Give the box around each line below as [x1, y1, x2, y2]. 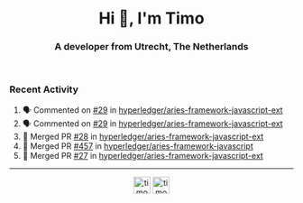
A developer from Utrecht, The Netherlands [54, 41, 249, 53]
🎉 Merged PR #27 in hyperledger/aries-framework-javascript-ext [22, 150, 263, 161]
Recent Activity [9, 83, 79, 96]
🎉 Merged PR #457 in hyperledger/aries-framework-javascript [22, 140, 254, 152]
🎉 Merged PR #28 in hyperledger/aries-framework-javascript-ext [22, 131, 264, 142]
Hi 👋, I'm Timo [98, 8, 205, 29]
